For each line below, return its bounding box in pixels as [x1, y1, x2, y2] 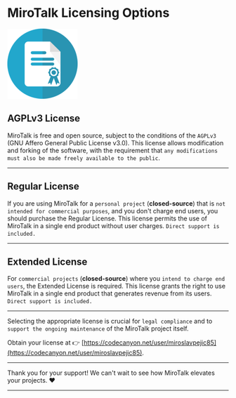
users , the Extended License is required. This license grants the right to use [7, 282, 226, 291]
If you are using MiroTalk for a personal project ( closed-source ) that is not [7, 199, 226, 208]
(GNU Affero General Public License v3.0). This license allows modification [7, 138, 224, 147]
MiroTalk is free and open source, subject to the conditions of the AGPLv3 [7, 131, 216, 140]
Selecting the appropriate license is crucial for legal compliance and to [7, 317, 213, 326]
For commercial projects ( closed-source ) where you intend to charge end [7, 274, 225, 283]
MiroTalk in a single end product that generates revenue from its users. [7, 289, 212, 298]
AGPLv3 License [7, 112, 81, 124]
